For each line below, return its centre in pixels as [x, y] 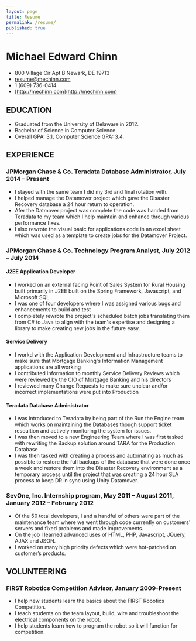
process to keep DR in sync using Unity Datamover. [76, 481]
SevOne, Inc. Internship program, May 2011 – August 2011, [90, 496]
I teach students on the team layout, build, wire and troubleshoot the [97, 613]
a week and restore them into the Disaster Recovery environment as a [99, 468]
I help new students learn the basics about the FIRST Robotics [90, 601]
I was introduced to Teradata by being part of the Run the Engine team [99, 419]
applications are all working [48, 367]
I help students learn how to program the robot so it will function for [96, 626]
